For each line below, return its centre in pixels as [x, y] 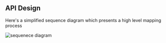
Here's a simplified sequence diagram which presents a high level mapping [83, 20]
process [14, 25]
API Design [23, 8]
